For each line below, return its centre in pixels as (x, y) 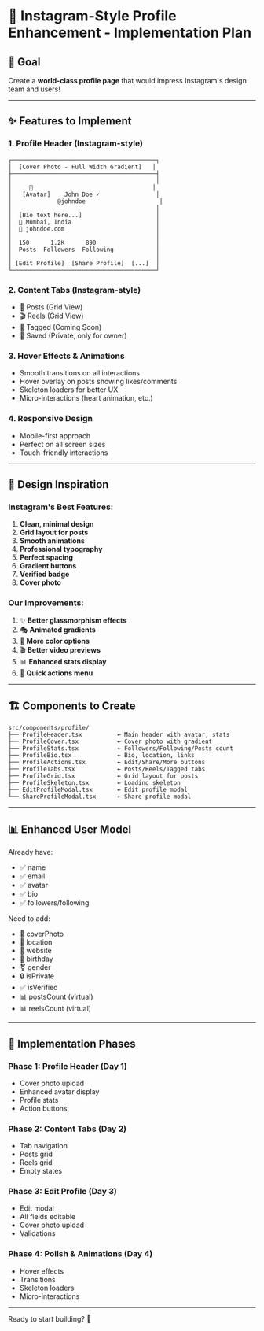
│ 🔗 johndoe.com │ (84, 229)
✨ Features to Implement (70, 121)
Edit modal (37, 1208)
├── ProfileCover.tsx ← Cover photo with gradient (110, 742)
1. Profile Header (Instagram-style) (76, 143)
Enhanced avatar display (59, 1091)
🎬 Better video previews (60, 649)
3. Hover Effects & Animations (66, 356)
